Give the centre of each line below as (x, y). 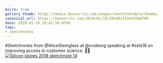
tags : (10, 27)
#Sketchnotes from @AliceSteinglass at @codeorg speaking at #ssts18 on (79, 45)
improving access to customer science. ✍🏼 (48, 50)
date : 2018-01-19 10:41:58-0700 (38, 23)
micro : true (17, 9)
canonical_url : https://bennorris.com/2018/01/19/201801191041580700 (77, 18)
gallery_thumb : (20, 14)
